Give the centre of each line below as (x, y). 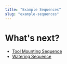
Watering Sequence (32, 57)
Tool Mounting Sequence (37, 51)
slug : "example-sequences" (32, 14)
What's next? (32, 38)
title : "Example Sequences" (33, 9)
